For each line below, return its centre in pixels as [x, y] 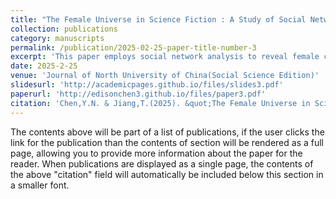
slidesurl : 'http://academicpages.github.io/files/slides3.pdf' [147, 85]
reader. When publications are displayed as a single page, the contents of [162, 163]
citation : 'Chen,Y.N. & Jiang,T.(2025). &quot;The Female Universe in [160, 103]
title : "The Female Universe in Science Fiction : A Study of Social [158, 19]
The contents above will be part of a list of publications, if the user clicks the [167, 132]
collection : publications [64, 29]
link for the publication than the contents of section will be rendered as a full [167, 142]
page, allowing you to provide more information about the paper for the [156, 153]
